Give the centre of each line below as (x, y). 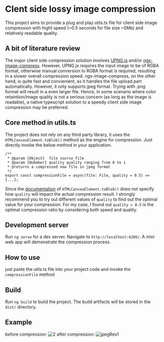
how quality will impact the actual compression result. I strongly (70, 194)
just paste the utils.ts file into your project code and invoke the (68, 269)
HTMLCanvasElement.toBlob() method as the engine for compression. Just (79, 140)
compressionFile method (30, 275)
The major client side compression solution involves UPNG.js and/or (74, 60)
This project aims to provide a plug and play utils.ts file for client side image (81, 23)
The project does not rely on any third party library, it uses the (68, 134)
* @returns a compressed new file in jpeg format (59, 167)
